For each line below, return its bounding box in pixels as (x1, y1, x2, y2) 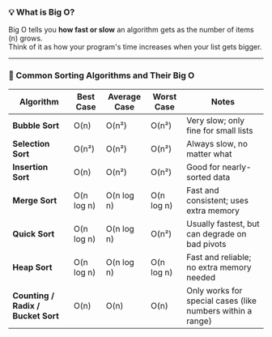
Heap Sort (12, 262, 53, 273)
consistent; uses (185, 194, 249, 206)
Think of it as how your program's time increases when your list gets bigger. (8, 42, 262, 52)
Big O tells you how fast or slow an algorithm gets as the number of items (8, 25, 254, 35)
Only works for (185, 284, 243, 296)
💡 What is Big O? (8, 6, 75, 18)
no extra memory (185, 262, 252, 273)
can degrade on (185, 228, 247, 239)
